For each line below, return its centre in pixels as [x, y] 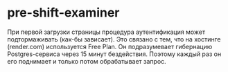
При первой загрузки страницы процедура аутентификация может [106, 32]
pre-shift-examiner [63, 13]
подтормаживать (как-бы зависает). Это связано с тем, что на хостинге [114, 39]
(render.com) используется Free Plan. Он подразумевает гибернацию [110, 46]
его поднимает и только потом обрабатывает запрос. [87, 61]
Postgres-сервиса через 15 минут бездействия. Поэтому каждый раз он [114, 54]
